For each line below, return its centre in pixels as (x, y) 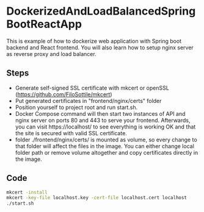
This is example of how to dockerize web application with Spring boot (94, 41)
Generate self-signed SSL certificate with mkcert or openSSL (92, 88)
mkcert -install (27, 192)
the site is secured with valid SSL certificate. (71, 133)
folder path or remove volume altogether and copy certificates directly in (107, 152)
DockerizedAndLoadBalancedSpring (101, 11)
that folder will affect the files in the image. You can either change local (104, 146)
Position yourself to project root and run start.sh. (76, 107)
